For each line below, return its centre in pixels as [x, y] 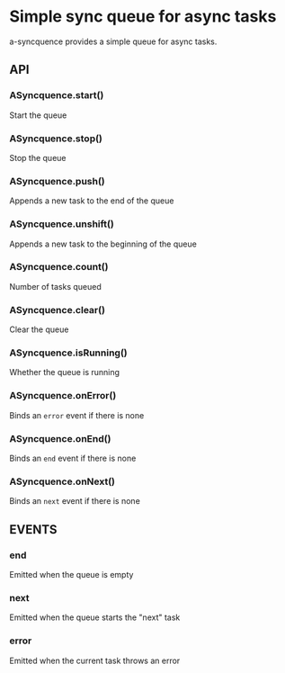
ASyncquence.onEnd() [60, 438]
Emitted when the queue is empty [71, 574]
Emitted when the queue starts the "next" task [95, 617]
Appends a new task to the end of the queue [92, 201]
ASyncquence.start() [57, 95]
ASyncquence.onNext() [62, 481]
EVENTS [33, 529]
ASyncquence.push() [57, 181]
